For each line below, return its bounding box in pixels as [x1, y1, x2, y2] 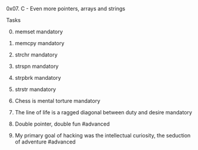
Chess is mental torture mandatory [14, 98, 100, 104]
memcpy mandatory [14, 40, 64, 46]
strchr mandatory [14, 51, 58, 58]
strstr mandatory [14, 86, 57, 93]
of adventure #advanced [14, 138, 76, 145]
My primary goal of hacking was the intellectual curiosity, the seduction [14, 132, 191, 139]
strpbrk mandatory [14, 74, 61, 81]
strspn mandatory [14, 62, 59, 70]
